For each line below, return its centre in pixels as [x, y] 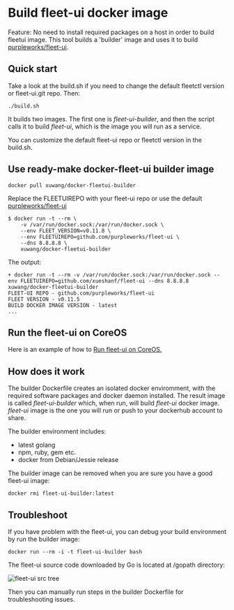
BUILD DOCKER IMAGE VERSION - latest [63, 305]
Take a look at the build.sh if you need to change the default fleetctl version [116, 86]
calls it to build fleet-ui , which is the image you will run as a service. [105, 126]
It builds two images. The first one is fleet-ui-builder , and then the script [111, 119]
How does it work [47, 371]
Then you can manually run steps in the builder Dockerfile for [96, 592]
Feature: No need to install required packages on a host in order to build [111, 32]
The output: [25, 262]
